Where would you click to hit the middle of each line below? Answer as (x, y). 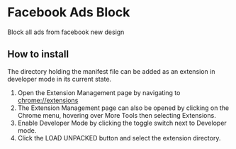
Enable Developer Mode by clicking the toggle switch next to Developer (122, 123)
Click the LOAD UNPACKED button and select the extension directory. (119, 138)
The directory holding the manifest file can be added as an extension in (111, 71)
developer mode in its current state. (60, 79)
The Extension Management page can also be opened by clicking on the (123, 108)
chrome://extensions (48, 100)
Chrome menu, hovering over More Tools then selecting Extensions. (117, 115)
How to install (38, 54)
